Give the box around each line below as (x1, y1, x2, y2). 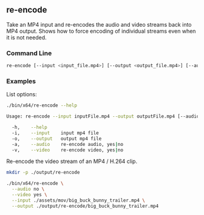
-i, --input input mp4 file (12, 130, 99, 136)
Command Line (6, 48, 52, 57)
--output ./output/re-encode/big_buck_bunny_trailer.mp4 (12, 203, 159, 209)
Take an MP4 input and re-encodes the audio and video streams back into (6, 21, 192, 28)
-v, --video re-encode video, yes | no (12, 147, 123, 153)
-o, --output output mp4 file (12, 136, 102, 142)
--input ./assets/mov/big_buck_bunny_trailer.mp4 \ (12, 197, 146, 203)
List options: (6, 91, 38, 98)
